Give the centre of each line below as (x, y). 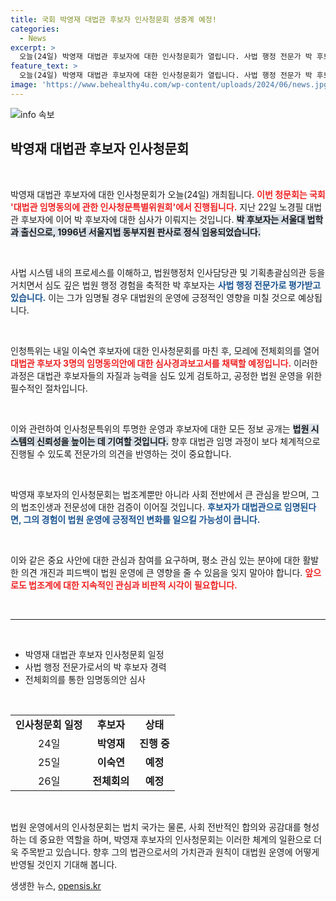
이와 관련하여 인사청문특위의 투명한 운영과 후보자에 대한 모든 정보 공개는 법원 (160, 428)
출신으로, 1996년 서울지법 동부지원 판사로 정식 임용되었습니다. (141, 232)
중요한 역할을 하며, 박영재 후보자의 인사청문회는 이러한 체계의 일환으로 (175, 839)
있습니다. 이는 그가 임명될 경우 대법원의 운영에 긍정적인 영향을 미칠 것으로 (153, 297)
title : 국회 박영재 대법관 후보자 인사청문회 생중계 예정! (113, 19)
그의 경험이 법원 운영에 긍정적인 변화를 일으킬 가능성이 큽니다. (142, 519)
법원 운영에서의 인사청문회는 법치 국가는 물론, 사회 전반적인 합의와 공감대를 (156, 827)
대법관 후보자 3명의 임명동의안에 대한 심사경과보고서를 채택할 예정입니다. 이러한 (164, 363)
